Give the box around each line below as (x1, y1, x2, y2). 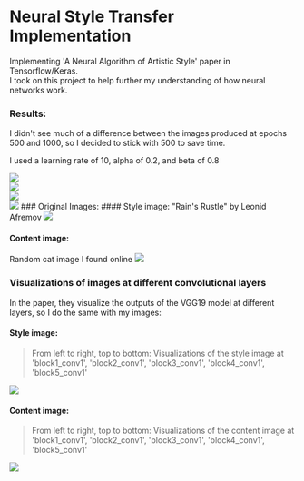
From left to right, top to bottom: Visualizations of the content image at (31, 425, 295, 437)
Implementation (9, 25, 132, 46)
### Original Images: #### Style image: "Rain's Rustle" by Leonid (20, 201, 267, 212)
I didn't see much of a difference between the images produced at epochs (9, 128, 288, 139)
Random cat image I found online (9, 254, 133, 265)
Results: (9, 107, 47, 120)
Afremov (9, 211, 43, 223)
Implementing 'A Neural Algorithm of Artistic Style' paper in (9, 55, 230, 66)
